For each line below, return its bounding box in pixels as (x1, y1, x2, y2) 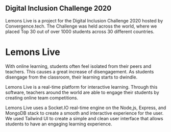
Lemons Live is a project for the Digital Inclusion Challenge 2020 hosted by (5, 17, 163, 23)
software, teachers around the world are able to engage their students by (5, 89, 159, 95)
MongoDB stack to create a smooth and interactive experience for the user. (5, 110, 164, 116)
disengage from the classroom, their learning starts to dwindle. (5, 74, 138, 80)
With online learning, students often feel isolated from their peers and (5, 63, 152, 69)
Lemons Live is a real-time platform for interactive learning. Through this (5, 84, 158, 90)
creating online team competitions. (5, 94, 79, 101)
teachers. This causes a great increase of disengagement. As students (5, 68, 154, 74)
